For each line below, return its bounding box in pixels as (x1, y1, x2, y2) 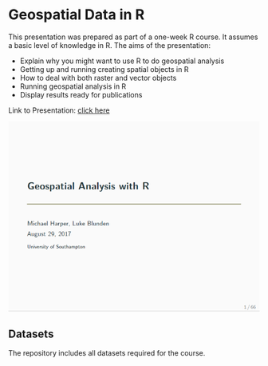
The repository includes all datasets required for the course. (8, 348, 206, 358)
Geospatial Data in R (8, 6, 145, 24)
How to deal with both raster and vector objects (19, 73, 177, 82)
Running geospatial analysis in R (19, 82, 127, 91)
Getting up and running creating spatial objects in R (19, 64, 189, 74)
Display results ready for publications (19, 90, 143, 99)
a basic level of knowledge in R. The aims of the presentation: (8, 40, 211, 50)
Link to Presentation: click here (8, 105, 110, 115)
